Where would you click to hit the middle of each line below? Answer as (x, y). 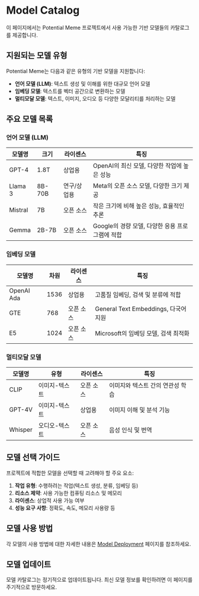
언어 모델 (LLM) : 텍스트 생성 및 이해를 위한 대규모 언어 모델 (82, 83)
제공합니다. (25, 35)
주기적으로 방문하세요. (32, 587)
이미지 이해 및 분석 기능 (139, 410)
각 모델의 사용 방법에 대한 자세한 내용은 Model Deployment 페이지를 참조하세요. (99, 544)
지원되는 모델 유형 (37, 56)
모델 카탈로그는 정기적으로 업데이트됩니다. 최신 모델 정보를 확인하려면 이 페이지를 (99, 580)
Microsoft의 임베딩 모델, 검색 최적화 (142, 333)
